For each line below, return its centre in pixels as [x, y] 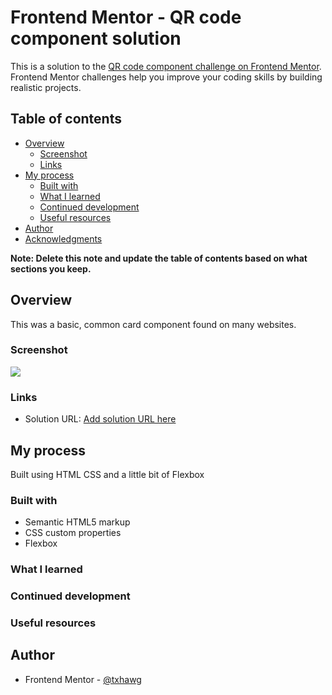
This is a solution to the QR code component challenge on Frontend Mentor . [166, 66]
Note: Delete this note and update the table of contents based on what [159, 258]
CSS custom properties [73, 533]
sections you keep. [51, 268]
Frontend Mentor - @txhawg [83, 679]
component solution [96, 38]
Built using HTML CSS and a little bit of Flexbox [107, 474]
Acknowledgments [63, 238]
